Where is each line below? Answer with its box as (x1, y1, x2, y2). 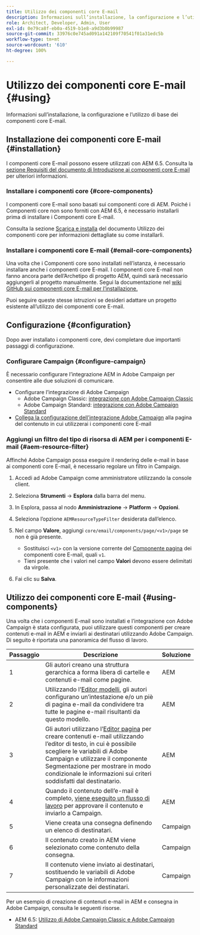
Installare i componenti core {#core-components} (6, 187, 154, 196)
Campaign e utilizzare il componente (45, 755, 148, 763)
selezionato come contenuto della (45, 843, 140, 852)
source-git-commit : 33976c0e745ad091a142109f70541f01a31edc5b (6, 31, 164, 37)
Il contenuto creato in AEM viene (45, 836, 136, 844)
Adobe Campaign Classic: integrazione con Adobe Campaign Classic (23, 395, 193, 403)
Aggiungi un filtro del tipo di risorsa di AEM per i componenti (6, 435, 185, 444)
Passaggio (9, 651, 40, 659)
